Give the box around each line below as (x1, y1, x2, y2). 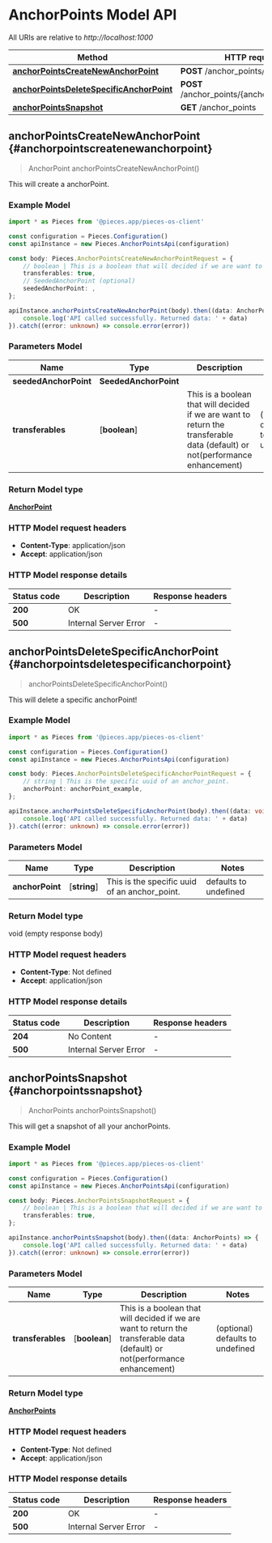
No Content (67, 1031, 112, 1042)
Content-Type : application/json (19, 541, 125, 550)
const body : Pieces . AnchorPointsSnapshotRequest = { (8, 1197, 190, 1205)
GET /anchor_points (181, 101, 257, 113)
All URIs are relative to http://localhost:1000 (8, 32, 154, 42)
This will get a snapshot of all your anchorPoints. (8, 1121, 171, 1131)
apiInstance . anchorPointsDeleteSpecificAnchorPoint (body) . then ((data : (8, 807, 252, 815)
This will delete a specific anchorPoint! (8, 695, 138, 704)
